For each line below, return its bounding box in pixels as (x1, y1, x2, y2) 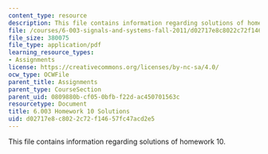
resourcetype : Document (8, 100, 88, 108)
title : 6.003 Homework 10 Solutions (8, 108, 130, 116)
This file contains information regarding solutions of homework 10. (8, 137, 226, 146)
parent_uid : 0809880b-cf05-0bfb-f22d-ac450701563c (8, 93, 180, 101)
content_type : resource (8, 11, 88, 20)
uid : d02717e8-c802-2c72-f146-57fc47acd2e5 (8, 115, 156, 123)
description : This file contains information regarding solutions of (8, 19, 245, 27)
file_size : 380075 (8, 33, 69, 42)
